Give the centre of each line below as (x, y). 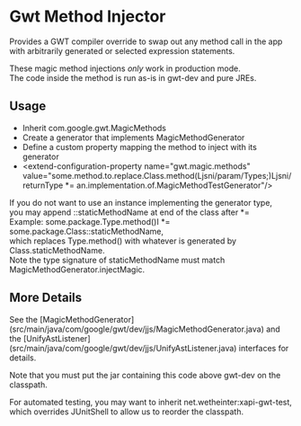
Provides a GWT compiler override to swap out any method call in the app (146, 41)
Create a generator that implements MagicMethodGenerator (133, 138)
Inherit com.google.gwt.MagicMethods (94, 128)
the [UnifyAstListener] (50, 338)
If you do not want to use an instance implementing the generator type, (141, 202)
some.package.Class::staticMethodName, (87, 231)
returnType (43, 185)
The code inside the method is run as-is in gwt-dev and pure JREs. (133, 77)
